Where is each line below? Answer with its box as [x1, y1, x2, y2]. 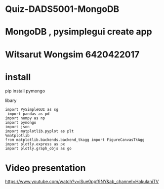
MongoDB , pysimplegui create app [5, 26, 152, 38]
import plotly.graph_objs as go [5, 146, 72, 151]
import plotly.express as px [5, 142, 65, 146]
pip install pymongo [5, 88, 45, 94]
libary [5, 97, 17, 103]
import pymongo [5, 120, 37, 125]
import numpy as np [5, 115, 45, 121]
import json [5, 124, 30, 129]
